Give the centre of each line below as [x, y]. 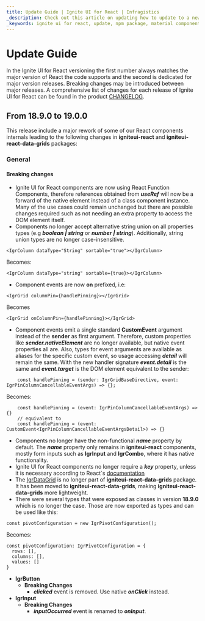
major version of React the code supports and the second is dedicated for [99, 77]
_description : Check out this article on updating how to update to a [98, 18]
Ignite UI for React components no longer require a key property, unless [106, 467]
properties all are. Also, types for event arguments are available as [98, 349]
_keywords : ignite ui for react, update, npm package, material [90, 23]
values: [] [26, 562]
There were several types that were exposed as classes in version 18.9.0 [107, 499]
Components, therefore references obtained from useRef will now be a [104, 194]
